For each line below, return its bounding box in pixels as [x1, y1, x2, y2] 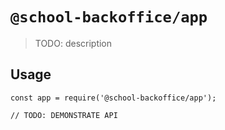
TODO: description [34, 37, 113, 49]
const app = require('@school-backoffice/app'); [10, 93, 217, 103]
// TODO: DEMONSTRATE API [10, 110, 118, 120]
